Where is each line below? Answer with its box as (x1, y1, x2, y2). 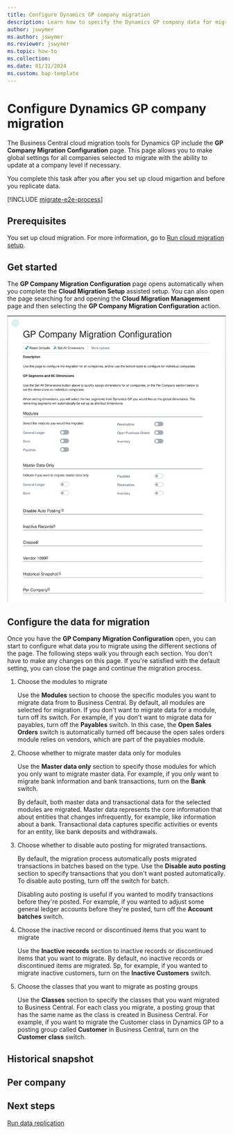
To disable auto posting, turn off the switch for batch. (17, 877, 170, 885)
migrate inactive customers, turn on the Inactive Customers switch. (17, 969, 212, 977)
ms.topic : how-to (7, 48, 58, 55)
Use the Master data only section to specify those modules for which (17, 762, 216, 771)
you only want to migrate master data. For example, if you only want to (17, 769, 219, 778)
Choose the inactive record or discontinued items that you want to (17, 926, 207, 934)
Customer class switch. (17, 1033, 87, 1041)
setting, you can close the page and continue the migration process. (7, 664, 202, 673)
